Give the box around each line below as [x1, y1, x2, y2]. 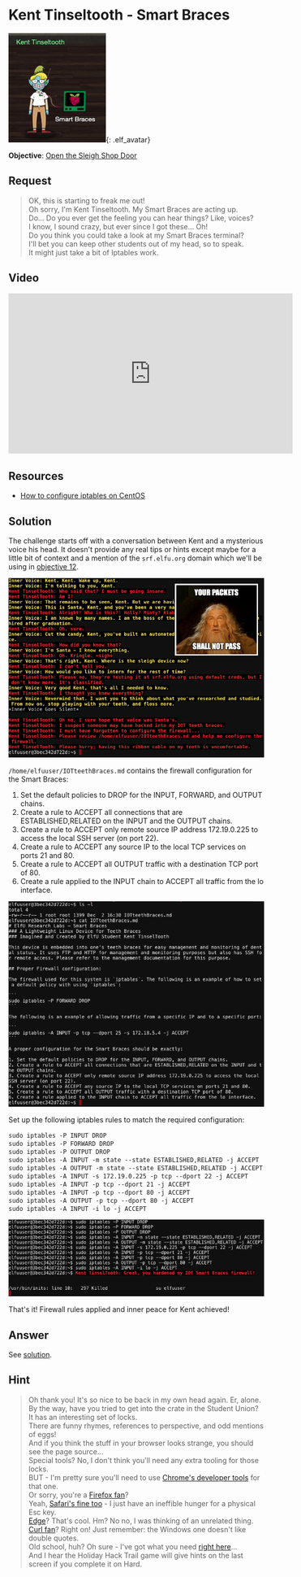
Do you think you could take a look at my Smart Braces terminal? [28, 230, 245, 240]
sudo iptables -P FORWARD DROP [8, 1140, 114, 1148]
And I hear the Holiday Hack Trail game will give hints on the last [28, 1550, 243, 1560]
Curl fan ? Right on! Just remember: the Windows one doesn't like [28, 1524, 247, 1534]
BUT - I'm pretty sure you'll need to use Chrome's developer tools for [28, 1472, 260, 1482]
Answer [8, 1328, 49, 1342]
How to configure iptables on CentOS [19, 490, 146, 501]
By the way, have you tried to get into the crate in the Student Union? [28, 1403, 259, 1413]
